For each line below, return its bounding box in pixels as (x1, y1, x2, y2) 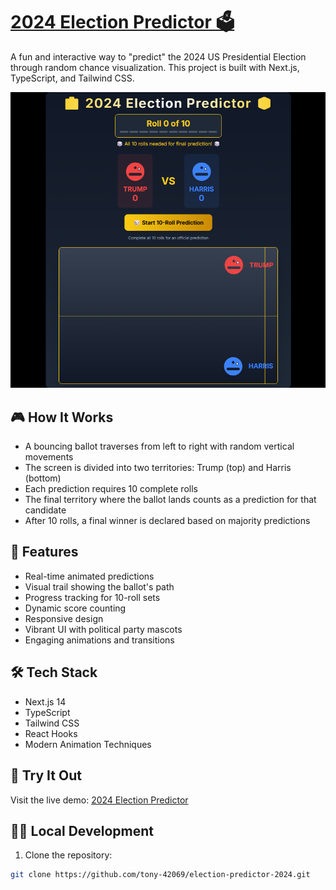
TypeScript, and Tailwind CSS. (10, 72, 135, 84)
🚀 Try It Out (10, 767, 82, 784)
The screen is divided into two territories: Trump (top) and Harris (24, 462, 292, 474)
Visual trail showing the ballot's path (24, 580, 175, 593)
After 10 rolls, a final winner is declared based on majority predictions (24, 515, 311, 527)
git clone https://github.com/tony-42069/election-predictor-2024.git (10, 870, 311, 880)
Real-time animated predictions (24, 570, 155, 582)
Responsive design (24, 612, 104, 624)
